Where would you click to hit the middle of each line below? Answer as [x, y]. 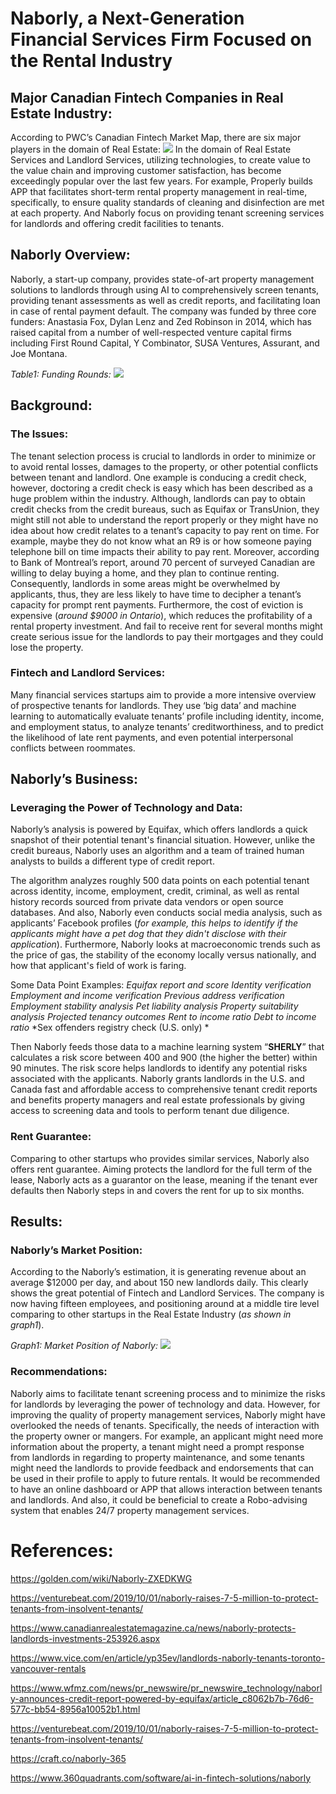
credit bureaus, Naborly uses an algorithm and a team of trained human [157, 851]
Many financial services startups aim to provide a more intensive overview [163, 694]
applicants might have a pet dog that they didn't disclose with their [148, 934]
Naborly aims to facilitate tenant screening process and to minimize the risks [168, 1393]
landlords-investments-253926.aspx [85, 1638]
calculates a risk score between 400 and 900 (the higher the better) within [164, 1058]
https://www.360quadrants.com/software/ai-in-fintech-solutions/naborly [161, 1778]
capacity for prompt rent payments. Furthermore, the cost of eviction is [157, 604]
